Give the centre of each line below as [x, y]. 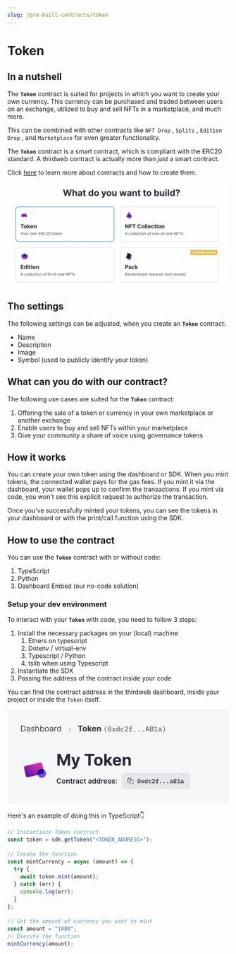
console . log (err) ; [47, 891]
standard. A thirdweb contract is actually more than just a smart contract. [113, 158]
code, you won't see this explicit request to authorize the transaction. [108, 497]
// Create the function [42, 854]
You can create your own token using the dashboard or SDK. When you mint [118, 474]
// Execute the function [44, 936]
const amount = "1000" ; [42, 929]
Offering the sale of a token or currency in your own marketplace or [115, 413]
